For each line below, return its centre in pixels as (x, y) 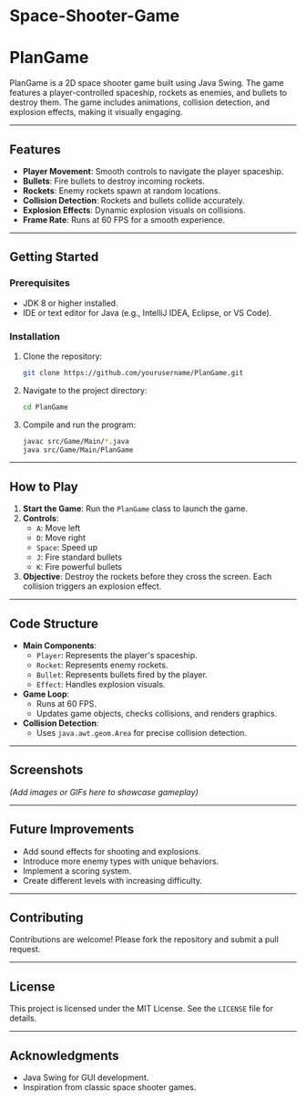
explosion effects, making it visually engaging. (96, 112)
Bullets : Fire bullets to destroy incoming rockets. (113, 181)
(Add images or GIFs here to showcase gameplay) (104, 792)
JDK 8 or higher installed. (70, 303)
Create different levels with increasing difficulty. (112, 880)
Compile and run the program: (79, 425)
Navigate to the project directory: (85, 390)
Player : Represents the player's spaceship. (117, 656)
